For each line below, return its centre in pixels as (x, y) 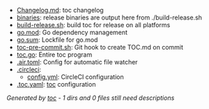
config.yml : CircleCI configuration (75, 77)
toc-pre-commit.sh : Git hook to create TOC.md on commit (100, 47)
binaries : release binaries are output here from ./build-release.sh (109, 17)
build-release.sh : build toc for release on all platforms (93, 25)
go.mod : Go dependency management (72, 32)
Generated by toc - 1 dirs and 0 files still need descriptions (91, 98)
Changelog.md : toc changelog (60, 10)
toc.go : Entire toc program (54, 54)
